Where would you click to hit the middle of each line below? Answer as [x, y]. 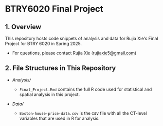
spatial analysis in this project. [50, 94]
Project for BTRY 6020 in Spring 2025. [43, 44]
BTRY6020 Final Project [54, 9]
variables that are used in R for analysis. [59, 118]
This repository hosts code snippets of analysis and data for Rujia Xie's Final [81, 38]
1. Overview [23, 27]
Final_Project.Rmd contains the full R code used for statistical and [86, 89]
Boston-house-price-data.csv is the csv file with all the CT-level [83, 113]
